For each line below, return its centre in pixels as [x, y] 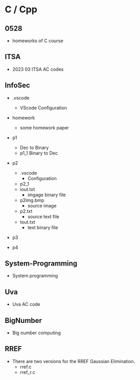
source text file [43, 216]
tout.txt [27, 222]
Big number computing [36, 333]
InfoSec [17, 85]
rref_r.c [27, 372]
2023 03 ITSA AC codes [38, 69]
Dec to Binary [34, 147]
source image [42, 205]
